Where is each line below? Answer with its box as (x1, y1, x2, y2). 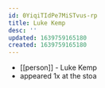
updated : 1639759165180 (8, 33, 87, 42)
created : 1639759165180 (8, 41, 87, 49)
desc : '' (8, 26, 37, 34)
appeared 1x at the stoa (19, 71, 97, 81)
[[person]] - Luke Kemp (19, 63, 98, 72)
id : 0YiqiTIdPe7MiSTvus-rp (8, 11, 98, 20)
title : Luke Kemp (8, 19, 66, 27)
